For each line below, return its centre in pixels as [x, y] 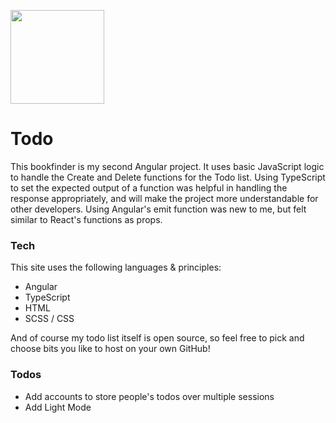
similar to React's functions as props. [86, 219]
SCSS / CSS [49, 319]
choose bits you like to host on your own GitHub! [110, 349]
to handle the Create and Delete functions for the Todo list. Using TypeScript [168, 177]
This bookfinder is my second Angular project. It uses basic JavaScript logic [167, 166]
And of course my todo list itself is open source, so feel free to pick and [157, 338]
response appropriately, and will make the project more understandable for [164, 198]
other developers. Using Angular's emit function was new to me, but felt [158, 209]
